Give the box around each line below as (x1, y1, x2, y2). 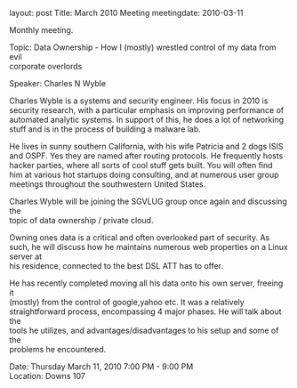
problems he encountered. (9, 344, 107, 354)
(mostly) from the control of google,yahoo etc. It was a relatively (9, 297, 245, 307)
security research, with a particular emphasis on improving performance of (9, 105, 285, 115)
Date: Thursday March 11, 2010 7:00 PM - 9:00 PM (9, 361, 194, 372)
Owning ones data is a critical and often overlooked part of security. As (9, 232, 270, 243)
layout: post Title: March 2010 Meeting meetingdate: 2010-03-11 (9, 8, 244, 18)
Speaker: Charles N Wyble (9, 78, 107, 88)
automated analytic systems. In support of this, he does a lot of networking (9, 115, 285, 125)
